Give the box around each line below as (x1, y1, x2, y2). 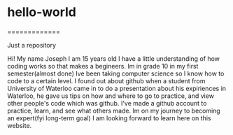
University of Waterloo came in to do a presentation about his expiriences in (7, 84, 226, 92)
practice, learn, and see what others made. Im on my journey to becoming (7, 106, 220, 115)
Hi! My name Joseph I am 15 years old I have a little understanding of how (7, 54, 220, 63)
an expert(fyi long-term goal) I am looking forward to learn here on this (7, 113, 211, 122)
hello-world (7, 4, 77, 20)
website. (7, 121, 32, 129)
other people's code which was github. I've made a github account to (7, 99, 207, 107)
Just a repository (7, 41, 57, 49)
